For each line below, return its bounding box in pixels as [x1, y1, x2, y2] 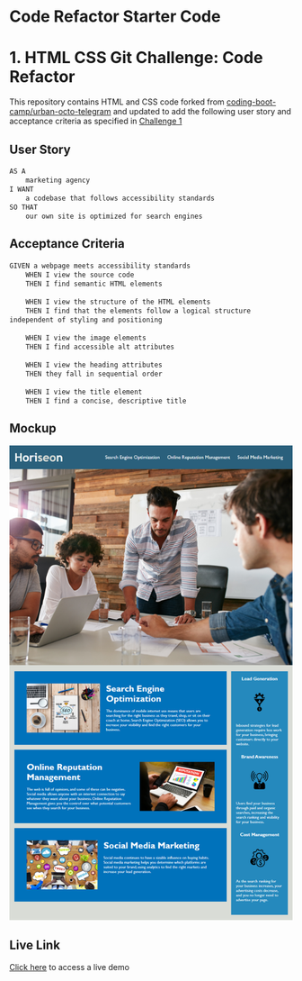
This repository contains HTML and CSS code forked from [9, 96, 225, 107]
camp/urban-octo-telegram [9, 106, 111, 117]
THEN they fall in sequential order [25, 369, 164, 378]
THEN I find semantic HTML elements [25, 279, 164, 288]
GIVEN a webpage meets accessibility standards [9, 261, 191, 270]
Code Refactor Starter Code [9, 6, 221, 27]
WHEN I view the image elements [25, 333, 147, 342]
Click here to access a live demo [9, 961, 130, 972]
